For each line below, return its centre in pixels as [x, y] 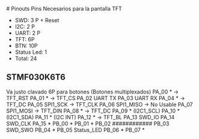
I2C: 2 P [25, 27]
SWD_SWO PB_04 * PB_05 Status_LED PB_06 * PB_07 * [76, 130]
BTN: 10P [26, 46]
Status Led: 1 [31, 52]
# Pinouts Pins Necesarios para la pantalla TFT [64, 9]
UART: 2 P [28, 33]
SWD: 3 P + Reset [37, 20]
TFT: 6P [25, 39]
